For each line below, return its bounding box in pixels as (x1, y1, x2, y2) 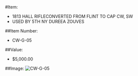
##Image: (5, 65, 24, 71)
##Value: (5, 47, 23, 52)
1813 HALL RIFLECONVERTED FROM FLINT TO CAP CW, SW (12, 14, 133, 19)
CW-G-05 (12, 37, 32, 43)
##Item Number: (5, 28, 38, 33)
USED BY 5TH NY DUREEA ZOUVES (12, 19, 85, 24)
